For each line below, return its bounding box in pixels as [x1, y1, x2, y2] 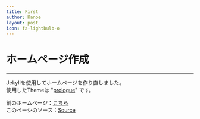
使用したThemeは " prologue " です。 [6, 87, 95, 94]
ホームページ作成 [6, 53, 89, 66]
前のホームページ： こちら [6, 99, 69, 107]
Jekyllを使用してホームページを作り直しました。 [6, 79, 125, 86]
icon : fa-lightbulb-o [6, 25, 60, 32]
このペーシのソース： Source [6, 107, 76, 114]
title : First [6, 8, 39, 15]
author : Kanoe [6, 14, 42, 20]
